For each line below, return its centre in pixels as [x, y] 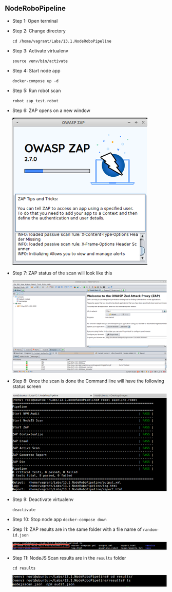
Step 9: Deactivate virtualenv [43, 499]
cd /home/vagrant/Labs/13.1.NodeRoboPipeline [62, 41]
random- [151, 530]
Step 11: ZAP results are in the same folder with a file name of [77, 529]
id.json [20, 535]
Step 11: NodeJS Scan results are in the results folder [69, 558]
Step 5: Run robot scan [36, 90]
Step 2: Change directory [39, 31]
